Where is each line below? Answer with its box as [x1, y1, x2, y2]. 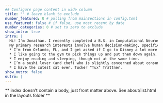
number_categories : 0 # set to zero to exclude [5, 25, 103, 30]
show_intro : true [5, 29, 40, 34]
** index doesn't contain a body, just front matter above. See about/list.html [5, 87, 156, 93]
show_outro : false [5, 70, 42, 75]
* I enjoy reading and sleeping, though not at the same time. [9, 56, 140, 61]
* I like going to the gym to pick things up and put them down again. [9, 51, 158, 57]
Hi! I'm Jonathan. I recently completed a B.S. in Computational [9, 39, 145, 43]
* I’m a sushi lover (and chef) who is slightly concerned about [9, 61, 145, 65]
